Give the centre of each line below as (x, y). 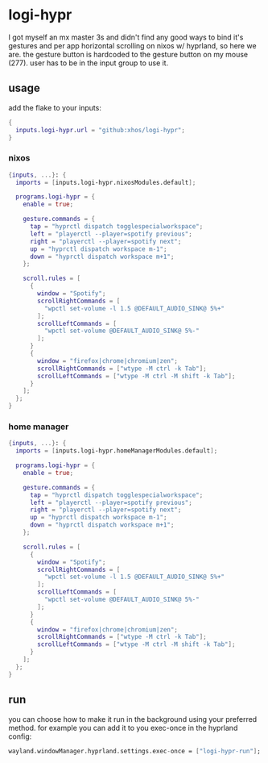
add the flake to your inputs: (55, 107)
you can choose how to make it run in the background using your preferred (133, 719)
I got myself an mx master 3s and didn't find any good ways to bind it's (126, 37)
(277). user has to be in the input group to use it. (89, 63)
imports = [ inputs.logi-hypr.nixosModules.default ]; (106, 182)
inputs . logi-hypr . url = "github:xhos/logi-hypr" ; (100, 130)
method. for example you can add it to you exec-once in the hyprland (123, 728)
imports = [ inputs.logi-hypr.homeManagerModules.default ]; (117, 451)
